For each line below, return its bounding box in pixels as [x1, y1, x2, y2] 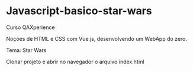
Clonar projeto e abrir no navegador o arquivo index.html [6, 58, 144, 65]
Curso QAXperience [6, 24, 55, 31]
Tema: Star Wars [6, 46, 47, 54]
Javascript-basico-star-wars [6, 4, 152, 18]
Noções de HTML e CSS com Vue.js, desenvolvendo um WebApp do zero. [6, 35, 188, 42]
